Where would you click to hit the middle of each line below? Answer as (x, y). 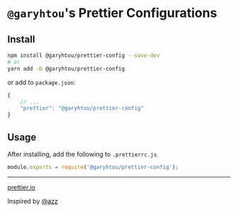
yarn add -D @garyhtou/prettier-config (66, 69)
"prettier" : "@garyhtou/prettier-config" (82, 108)
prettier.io (21, 187)
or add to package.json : (41, 82)
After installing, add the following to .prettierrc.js (82, 154)
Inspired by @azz (33, 201)
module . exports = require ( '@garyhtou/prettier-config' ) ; (93, 167)
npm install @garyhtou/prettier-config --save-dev (84, 55)
